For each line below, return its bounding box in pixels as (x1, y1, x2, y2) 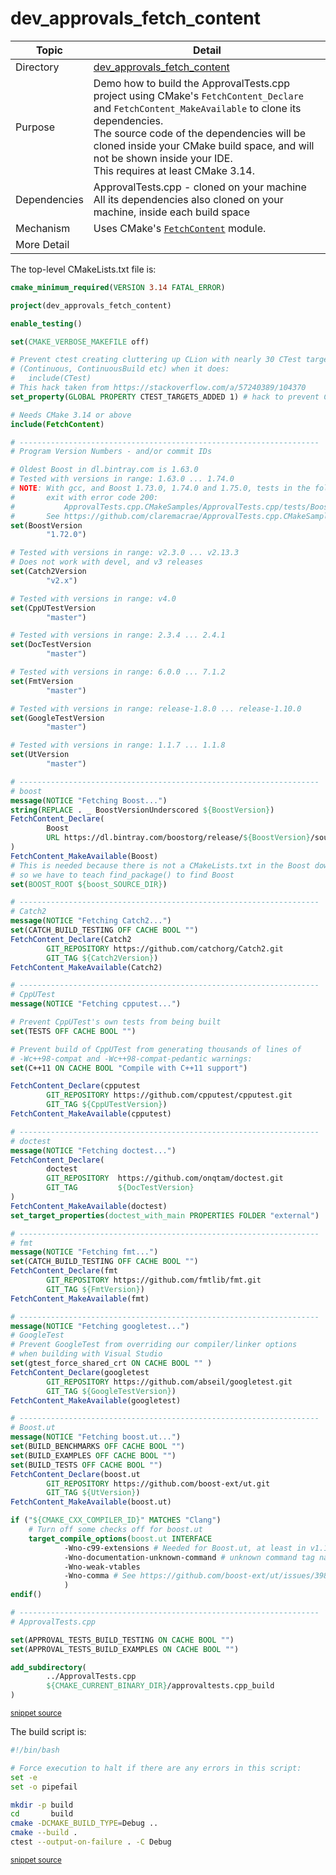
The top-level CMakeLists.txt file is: (10, 263, 157, 275)
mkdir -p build (10, 1800, 74, 1810)
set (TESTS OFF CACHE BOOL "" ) (10, 1026, 137, 1036)
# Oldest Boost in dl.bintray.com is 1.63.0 (10, 465, 199, 475)
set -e (10, 1772, 38, 1782)
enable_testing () (10, 318, 83, 329)
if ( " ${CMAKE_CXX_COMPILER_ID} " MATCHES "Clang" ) (10, 1515, 222, 1526)
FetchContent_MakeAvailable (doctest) (10, 1201, 168, 1211)
